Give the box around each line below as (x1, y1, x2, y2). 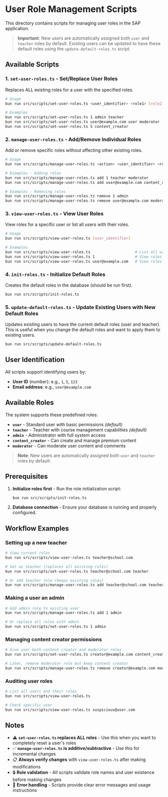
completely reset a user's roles (12, 740, 76, 746)
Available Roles (5, 398, 54, 407)
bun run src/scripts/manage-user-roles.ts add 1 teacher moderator (5, 175, 149, 180)
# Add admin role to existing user (5, 606, 79, 611)
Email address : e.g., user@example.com (12, 384, 91, 390)
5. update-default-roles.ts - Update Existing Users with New (5, 304, 156, 311)
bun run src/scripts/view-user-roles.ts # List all (5, 249, 157, 255)
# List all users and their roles (5, 689, 77, 694)
